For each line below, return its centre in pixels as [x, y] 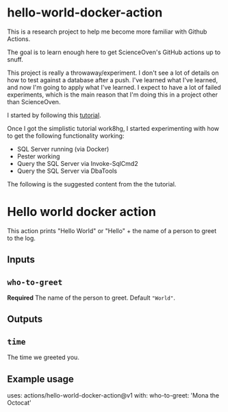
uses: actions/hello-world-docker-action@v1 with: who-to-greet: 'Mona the [113, 396]
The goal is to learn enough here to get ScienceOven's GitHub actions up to [114, 52]
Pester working [38, 156]
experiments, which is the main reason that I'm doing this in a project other [112, 95]
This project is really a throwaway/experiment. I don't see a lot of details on [113, 73]
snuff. [15, 59]
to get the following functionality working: [66, 136]
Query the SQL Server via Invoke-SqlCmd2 [77, 163]
